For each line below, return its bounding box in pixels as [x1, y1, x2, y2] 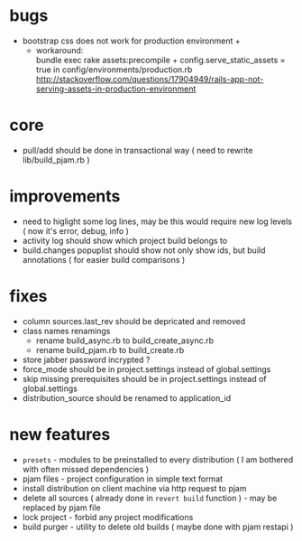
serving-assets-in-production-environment [35, 83, 197, 94]
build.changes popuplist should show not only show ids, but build [22, 245, 266, 256]
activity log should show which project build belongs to [22, 235, 228, 246]
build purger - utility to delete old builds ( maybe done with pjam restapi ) [22, 521, 294, 532]
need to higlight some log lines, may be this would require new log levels [22, 216, 293, 227]
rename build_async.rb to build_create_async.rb [35, 335, 215, 346]
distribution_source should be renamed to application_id [22, 392, 232, 403]
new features [9, 424, 111, 444]
